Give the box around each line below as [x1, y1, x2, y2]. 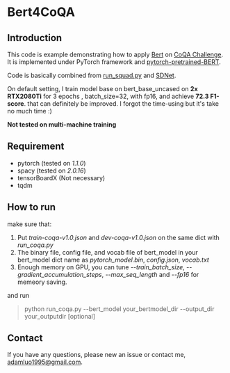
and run [7, 291, 30, 299]
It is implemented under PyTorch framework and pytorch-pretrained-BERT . [7, 58, 221, 66]
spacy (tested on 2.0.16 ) [17, 166, 87, 175]
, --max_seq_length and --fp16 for [101, 270, 199, 278]
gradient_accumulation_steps [17, 270, 102, 278]
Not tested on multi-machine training [7, 120, 117, 129]
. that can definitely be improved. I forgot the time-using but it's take [24, 100, 219, 108]
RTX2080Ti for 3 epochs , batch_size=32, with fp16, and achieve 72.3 [7, 92, 209, 100]
